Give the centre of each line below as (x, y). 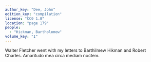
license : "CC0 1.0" (25, 18)
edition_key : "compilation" (34, 14)
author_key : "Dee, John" (30, 9)
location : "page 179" (27, 23)
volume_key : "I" (21, 37)
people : (13, 28)
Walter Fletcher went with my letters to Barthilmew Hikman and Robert (75, 50)
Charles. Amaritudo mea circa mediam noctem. (52, 55)
